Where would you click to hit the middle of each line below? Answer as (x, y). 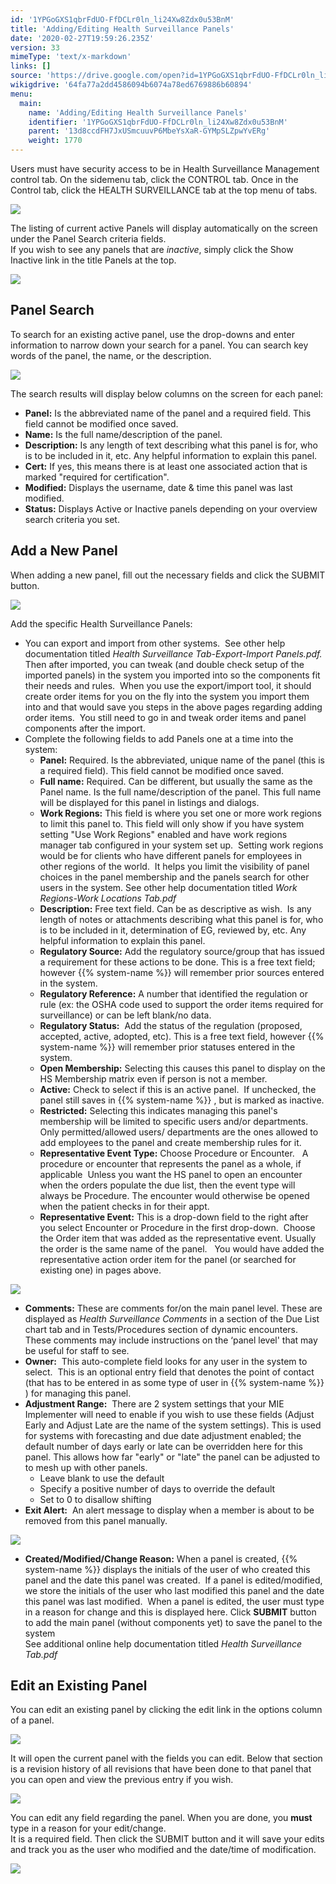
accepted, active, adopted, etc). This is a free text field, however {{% (182, 1036)
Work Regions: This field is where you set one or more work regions (180, 813)
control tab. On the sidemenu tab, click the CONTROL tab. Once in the (154, 179)
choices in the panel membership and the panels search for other (174, 877)
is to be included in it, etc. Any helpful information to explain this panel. (171, 455)
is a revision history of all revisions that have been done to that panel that (161, 1769)
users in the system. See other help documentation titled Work (168, 887)
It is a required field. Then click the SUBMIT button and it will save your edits (167, 1839)
